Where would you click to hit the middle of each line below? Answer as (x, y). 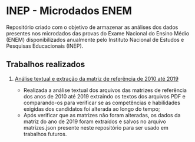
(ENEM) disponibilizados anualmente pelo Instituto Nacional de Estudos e (95, 39)
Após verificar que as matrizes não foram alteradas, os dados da (102, 115)
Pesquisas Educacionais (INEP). (45, 46)
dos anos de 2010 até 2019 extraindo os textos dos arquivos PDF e (104, 96)
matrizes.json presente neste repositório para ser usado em (96, 127)
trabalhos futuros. (45, 134)
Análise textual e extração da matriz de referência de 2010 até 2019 (96, 78)
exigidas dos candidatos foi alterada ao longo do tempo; (92, 109)
